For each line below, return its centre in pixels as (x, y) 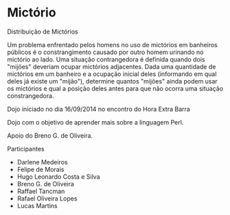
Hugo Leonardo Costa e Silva (58, 177)
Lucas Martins (37, 205)
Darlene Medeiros (42, 162)
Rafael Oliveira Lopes (47, 198)
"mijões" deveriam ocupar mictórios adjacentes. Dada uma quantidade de (112, 66)
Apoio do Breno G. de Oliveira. (50, 136)
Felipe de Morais (41, 169)
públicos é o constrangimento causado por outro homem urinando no (105, 52)
